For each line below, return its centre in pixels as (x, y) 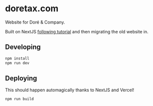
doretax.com (32, 9)
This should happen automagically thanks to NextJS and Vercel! (70, 90)
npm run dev (17, 63)
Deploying (21, 78)
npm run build (20, 99)
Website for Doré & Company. (35, 22)
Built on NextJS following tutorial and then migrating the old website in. (77, 31)
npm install (17, 58)
